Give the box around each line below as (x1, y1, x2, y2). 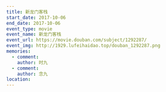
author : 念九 (17, 71, 48, 77)
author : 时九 (17, 59, 48, 65)
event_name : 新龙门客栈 (6, 31, 62, 38)
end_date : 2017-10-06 (6, 20, 61, 26)
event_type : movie (6, 25, 53, 32)
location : (6, 76, 31, 82)
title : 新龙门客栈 (6, 8, 48, 15)
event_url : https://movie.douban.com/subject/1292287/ (6, 37, 147, 43)
